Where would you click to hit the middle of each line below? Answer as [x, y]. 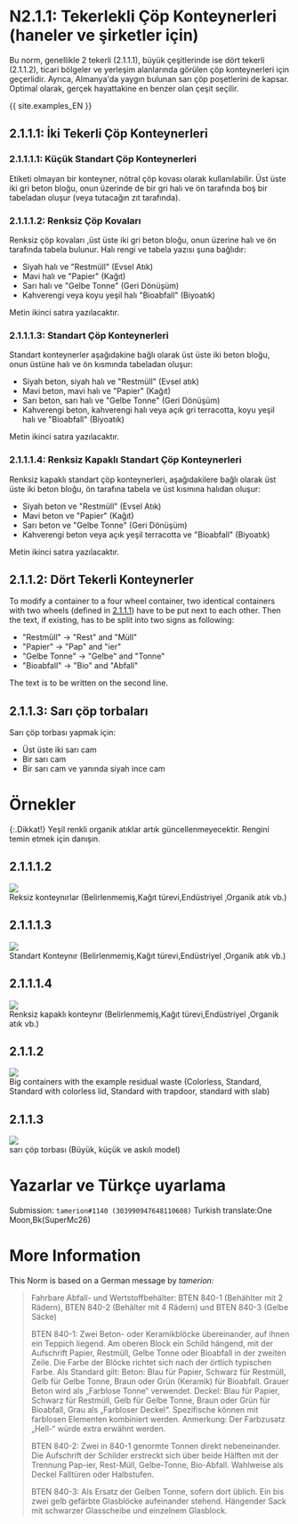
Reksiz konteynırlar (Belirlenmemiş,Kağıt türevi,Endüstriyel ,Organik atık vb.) [148, 897]
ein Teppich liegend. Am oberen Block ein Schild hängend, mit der [152, 1344]
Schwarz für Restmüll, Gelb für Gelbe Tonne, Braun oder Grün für [151, 1400]
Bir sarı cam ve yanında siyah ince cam [94, 769]
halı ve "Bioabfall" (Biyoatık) [73, 420]
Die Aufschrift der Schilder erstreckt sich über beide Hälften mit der [154, 1455]
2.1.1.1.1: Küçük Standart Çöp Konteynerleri [103, 160]
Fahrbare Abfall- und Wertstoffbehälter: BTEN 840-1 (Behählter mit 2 [157, 1298]
